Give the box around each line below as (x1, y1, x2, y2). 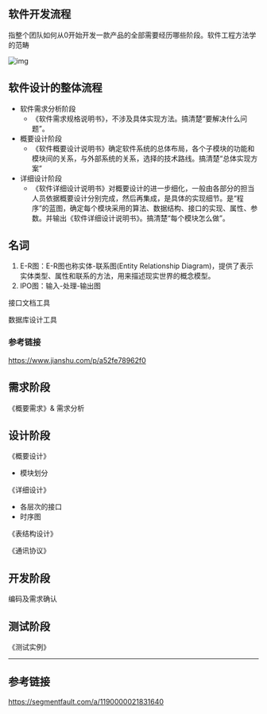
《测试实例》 (8, 642, 50, 651)
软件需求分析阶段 (19, 103, 76, 113)
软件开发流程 (8, 7, 72, 21)
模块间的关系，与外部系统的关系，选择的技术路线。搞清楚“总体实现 (31, 154, 251, 163)
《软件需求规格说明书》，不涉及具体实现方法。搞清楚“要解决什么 (31, 114, 241, 123)
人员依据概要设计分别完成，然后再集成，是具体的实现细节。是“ (31, 193, 237, 203)
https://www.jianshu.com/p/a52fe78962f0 (8, 355, 147, 365)
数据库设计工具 (8, 315, 57, 325)
